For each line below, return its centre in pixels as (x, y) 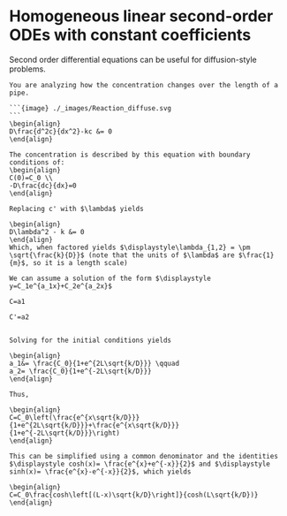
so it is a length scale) (80, 262)
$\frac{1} (256, 255)
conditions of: (37, 162)
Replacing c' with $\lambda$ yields (76, 209)
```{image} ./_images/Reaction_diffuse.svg (91, 108)
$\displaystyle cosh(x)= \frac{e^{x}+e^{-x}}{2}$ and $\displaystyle (140, 464)
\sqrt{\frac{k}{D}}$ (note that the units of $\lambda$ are (122, 255)
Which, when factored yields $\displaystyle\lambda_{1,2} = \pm (130, 247)
